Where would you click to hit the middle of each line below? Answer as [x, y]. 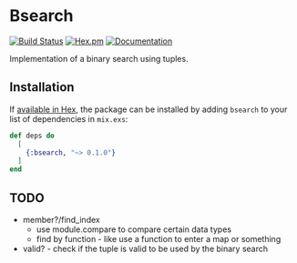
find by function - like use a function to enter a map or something [159, 238]
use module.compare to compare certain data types [134, 229]
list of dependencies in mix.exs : [69, 118]
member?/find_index [61, 219]
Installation [42, 87]
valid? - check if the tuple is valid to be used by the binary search [145, 248]
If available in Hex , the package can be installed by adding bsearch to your [148, 109]
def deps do [32, 136]
